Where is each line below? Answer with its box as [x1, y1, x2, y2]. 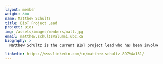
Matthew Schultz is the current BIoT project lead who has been [9, 43, 142, 48]
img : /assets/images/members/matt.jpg [5, 29, 83, 34]
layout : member [5, 7, 36, 12]
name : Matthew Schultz [5, 16, 51, 21]
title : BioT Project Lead [5, 20, 57, 26]
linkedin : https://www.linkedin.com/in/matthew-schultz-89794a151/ [5, 51, 145, 56]
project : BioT [5, 25, 34, 30]
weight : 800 [5, 12, 29, 16]
